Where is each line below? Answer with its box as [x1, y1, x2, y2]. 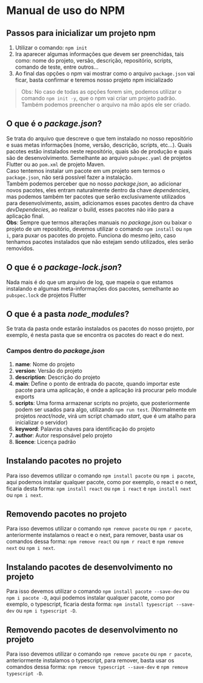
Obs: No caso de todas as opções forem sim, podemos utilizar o [21, 88, 182, 95]
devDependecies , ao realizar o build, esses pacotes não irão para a [6, 206, 175, 213]
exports [15, 393, 35, 400]
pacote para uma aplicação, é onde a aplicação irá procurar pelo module [15, 386, 197, 394]
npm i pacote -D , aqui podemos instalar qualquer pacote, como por [6, 594, 175, 602]
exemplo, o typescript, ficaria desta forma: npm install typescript [6, 600, 174, 608]
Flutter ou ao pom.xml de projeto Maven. [6, 161, 105, 168]
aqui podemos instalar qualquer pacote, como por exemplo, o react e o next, [6, 478, 198, 485]
